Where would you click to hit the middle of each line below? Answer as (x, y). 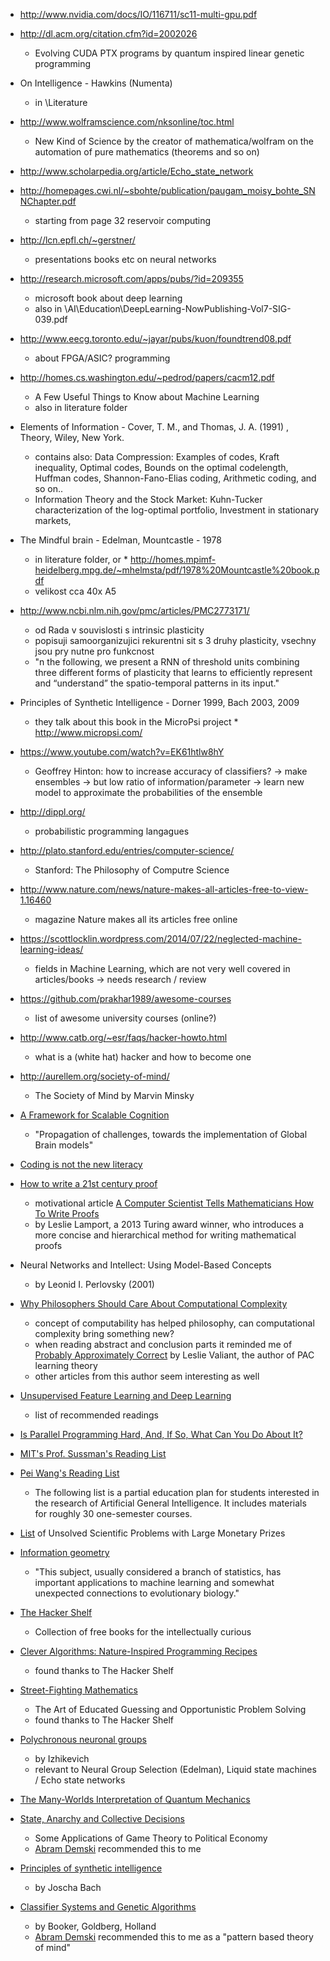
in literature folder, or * (81, 559)
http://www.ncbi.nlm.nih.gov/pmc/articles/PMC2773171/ (134, 610)
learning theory (66, 1365)
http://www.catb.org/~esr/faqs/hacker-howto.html (123, 1037)
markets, (53, 520)
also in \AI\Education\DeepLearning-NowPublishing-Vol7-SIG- (163, 308)
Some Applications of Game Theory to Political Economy (151, 1838)
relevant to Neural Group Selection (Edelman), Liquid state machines (175, 1769)
